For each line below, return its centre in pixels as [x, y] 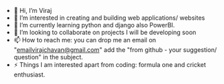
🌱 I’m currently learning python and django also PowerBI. [94, 25]
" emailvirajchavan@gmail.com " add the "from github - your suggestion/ [115, 50]
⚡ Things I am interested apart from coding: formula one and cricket [110, 65]
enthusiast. [30, 74]
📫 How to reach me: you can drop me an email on [85, 40]
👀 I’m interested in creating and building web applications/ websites [109, 18]
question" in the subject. [48, 57]
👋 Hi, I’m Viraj [33, 11]
